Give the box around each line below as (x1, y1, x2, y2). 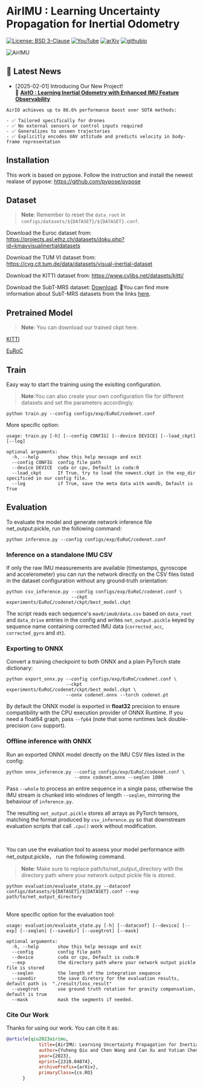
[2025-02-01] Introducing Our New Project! (14, 82, 123, 90)
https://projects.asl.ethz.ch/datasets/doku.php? (6, 236, 125, 243)
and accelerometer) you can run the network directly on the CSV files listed (6, 570, 195, 578)
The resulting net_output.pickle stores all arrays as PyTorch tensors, (6, 809, 179, 817)
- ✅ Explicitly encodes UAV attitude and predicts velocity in (6, 133, 170, 140)
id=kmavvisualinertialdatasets (6, 242, 80, 249)
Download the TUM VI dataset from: (6, 254, 96, 261)
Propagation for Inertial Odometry (6, 17, 180, 31)
